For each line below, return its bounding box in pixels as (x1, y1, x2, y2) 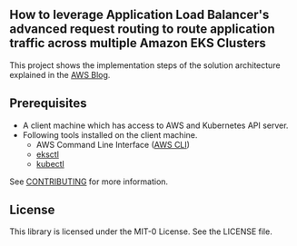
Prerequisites (9, 95, 87, 112)
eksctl (35, 149, 59, 160)
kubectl (35, 158, 65, 169)
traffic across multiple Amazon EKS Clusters (9, 35, 266, 51)
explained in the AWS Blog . (9, 69, 111, 80)
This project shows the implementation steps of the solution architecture (9, 59, 281, 71)
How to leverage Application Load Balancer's (9, 7, 270, 23)
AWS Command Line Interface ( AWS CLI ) (35, 139, 191, 150)
